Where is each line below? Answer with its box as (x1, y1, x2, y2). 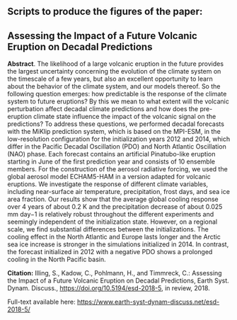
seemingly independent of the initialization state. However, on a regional (7, 217, 218, 226)
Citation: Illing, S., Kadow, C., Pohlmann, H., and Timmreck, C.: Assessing (7, 269, 222, 278)
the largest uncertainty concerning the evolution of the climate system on (7, 67, 221, 76)
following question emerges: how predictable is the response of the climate (7, 90, 227, 98)
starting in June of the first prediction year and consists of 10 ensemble (7, 157, 216, 166)
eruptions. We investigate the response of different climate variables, (7, 180, 209, 188)
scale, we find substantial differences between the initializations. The (7, 225, 209, 234)
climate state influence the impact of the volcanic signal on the (33, 113, 216, 121)
